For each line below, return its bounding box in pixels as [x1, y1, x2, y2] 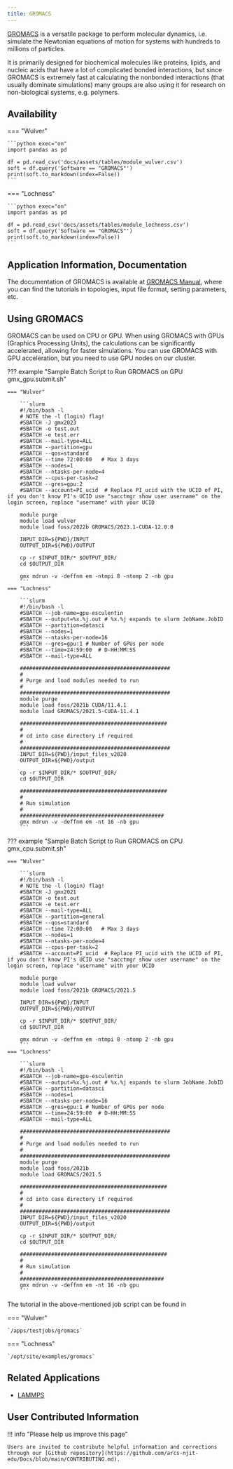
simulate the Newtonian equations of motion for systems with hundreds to [7, 36, 220, 46]
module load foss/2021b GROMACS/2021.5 [20, 987, 136, 994]
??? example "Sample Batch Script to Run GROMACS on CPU [7, 837, 183, 846]
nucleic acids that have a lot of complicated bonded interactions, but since [7, 65, 223, 74]
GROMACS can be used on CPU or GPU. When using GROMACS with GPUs [7, 331, 225, 340]
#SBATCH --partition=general [20, 913, 105, 920]
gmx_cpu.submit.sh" [7, 844, 66, 853]
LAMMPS [17, 1390, 45, 1399]
